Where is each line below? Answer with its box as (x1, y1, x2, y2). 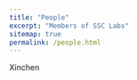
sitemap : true (9, 29, 62, 38)
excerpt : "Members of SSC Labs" (9, 21, 129, 30)
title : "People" (9, 12, 69, 22)
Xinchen (9, 62, 40, 73)
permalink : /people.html (9, 37, 101, 47)
